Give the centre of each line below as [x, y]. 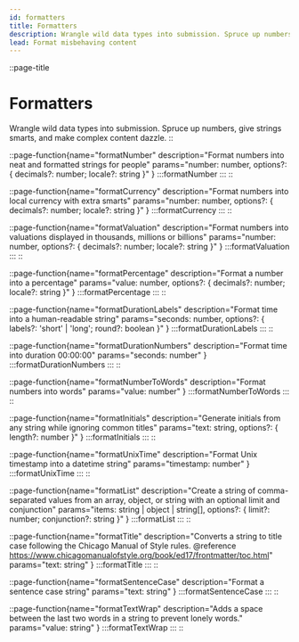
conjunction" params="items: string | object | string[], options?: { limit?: [140, 510]
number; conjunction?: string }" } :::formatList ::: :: [100, 519]
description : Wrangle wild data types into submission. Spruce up [135, 34]
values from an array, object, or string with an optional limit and [164, 500]
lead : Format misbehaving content [73, 42]
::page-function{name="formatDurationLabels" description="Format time [144, 309]
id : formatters [37, 17]
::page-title [29, 68]
